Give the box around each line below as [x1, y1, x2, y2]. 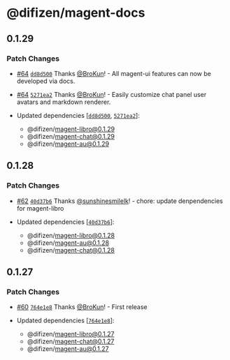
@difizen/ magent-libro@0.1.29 [27, 124, 115, 133]
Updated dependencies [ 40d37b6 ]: [16, 218, 115, 226]
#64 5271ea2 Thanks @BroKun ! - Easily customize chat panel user [16, 90, 207, 98]
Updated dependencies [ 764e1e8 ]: [16, 316, 115, 325]
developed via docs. [16, 77, 76, 85]
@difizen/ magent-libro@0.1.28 [27, 231, 115, 239]
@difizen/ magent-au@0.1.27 [27, 345, 109, 353]
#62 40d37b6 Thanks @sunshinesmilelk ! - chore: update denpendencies [16, 197, 223, 205]
